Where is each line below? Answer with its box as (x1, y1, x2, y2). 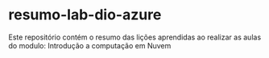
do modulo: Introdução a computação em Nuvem (8, 40, 172, 50)
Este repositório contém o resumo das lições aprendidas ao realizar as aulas (8, 32, 262, 42)
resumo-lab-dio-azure (8, 6, 162, 24)
